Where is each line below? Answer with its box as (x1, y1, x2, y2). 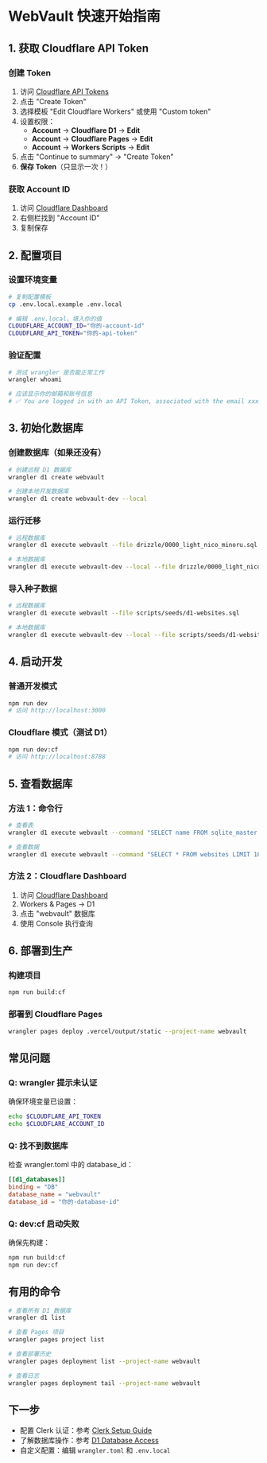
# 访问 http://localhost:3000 (8, 707, 106, 715)
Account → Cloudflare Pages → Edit (31, 134, 153, 143)
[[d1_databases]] (8, 1176, 66, 1184)
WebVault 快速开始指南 (8, 7, 161, 25)
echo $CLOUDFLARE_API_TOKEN (8, 1112, 102, 1121)
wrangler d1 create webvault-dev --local (8, 495, 148, 503)
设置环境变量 (8, 274, 58, 285)
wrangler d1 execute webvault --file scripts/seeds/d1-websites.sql (8, 609, 240, 617)
